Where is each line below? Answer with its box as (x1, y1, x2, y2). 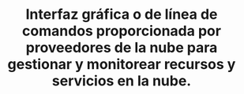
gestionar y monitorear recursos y (7, 56, 236, 74)
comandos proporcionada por (21, 22, 222, 40)
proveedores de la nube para (25, 39, 218, 56)
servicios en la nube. (51, 72, 192, 90)
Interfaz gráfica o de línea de (25, 5, 218, 23)
